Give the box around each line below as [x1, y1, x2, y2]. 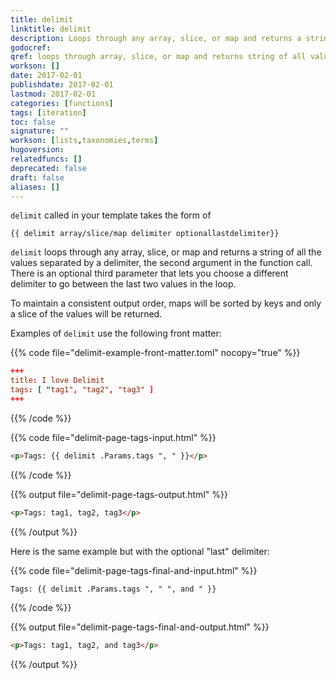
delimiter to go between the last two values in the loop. [10, 278, 237, 290]
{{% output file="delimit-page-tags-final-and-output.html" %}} [10, 621, 270, 633]
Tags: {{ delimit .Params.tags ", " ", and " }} [10, 584, 217, 594]
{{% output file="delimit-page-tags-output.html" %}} [10, 488, 228, 500]
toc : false [10, 117, 56, 127]
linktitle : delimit [10, 24, 92, 34]
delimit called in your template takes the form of [10, 209, 212, 221]
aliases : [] [10, 182, 60, 192]
